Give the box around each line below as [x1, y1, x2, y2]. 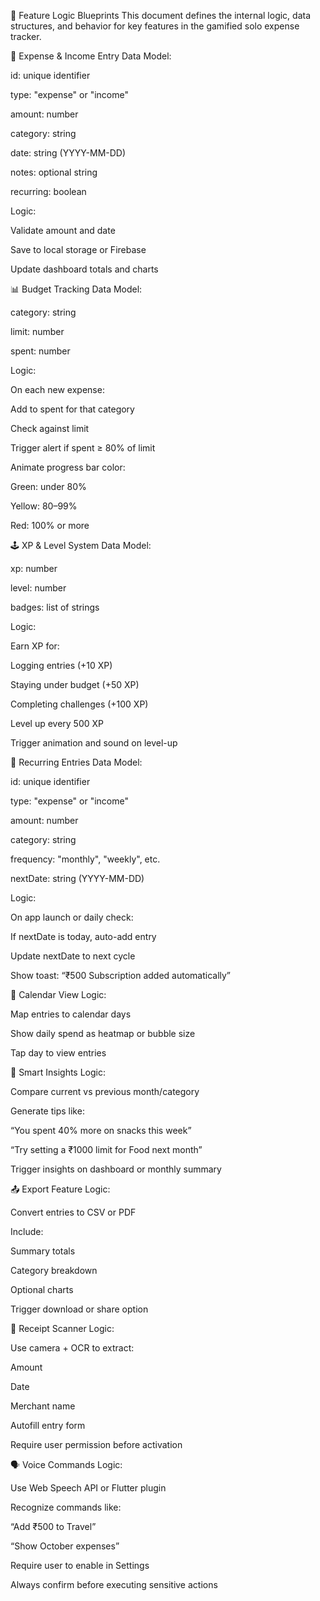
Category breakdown [10, 1265, 98, 1276]
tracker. [10, 31, 42, 42]
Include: [10, 1226, 44, 1237]
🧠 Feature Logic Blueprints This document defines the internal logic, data [10, 10, 312, 21]
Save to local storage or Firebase [10, 244, 147, 255]
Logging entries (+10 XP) [10, 660, 113, 671]
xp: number [10, 563, 58, 574]
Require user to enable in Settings [10, 1560, 150, 1571]
